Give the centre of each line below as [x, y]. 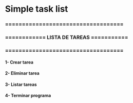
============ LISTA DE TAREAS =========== [66, 38]
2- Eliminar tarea [22, 73]
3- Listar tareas [21, 84]
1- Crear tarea [19, 62]
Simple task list [37, 9]
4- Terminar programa [28, 96]
